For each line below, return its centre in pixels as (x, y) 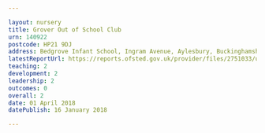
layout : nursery (35, 22)
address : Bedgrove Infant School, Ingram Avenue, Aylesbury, (111, 52)
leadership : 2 (32, 81)
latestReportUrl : (37, 59)
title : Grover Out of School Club (65, 30)
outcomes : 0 (28, 88)
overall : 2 (26, 95)
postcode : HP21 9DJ (40, 44)
